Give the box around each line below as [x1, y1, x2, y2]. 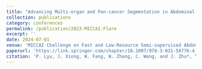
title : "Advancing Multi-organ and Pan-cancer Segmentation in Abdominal [6, 8, 195, 15]
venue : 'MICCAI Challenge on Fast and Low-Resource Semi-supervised [6, 43, 182, 49]
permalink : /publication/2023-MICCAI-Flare [6, 25, 117, 32]
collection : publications [6, 14, 71, 20]
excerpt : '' [6, 31, 36, 37]
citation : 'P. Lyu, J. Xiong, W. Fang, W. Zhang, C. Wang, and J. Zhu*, [6, 53, 192, 59]
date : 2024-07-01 [6, 37, 50, 43]
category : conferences [6, 20, 63, 26]
